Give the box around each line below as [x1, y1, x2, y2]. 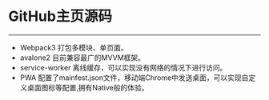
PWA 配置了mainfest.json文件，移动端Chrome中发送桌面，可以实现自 [19, 73, 249, 82]
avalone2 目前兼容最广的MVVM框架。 [19, 53, 146, 62]
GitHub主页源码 [8, 7, 112, 26]
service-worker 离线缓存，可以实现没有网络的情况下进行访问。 [19, 62, 227, 72]
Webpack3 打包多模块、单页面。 [19, 42, 128, 52]
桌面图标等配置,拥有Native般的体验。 [26, 82, 149, 92]
